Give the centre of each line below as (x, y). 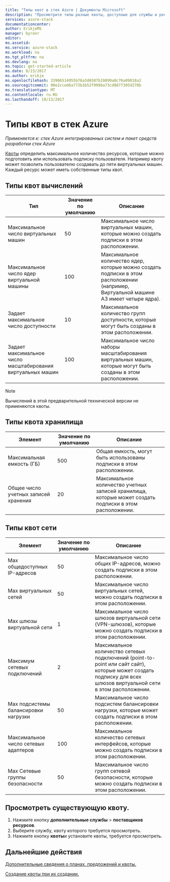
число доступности (32, 326)
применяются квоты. (28, 406)
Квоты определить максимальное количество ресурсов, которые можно (85, 154)
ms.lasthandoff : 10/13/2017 (35, 99)
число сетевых (26, 743)
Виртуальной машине (128, 292)
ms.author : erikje (25, 76)
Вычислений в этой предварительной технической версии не (72, 401)
